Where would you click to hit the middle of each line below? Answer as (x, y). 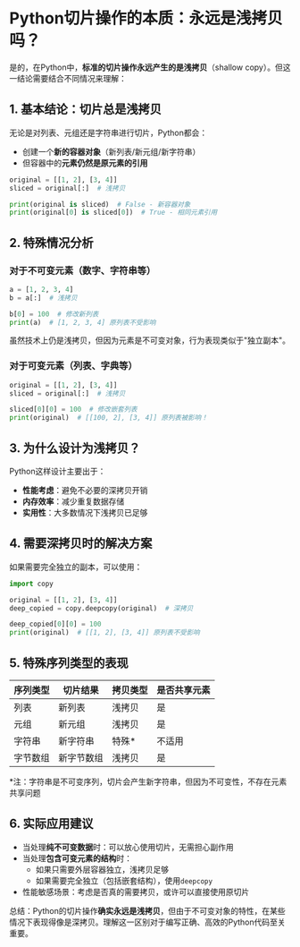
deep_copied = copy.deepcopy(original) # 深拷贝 (101, 608)
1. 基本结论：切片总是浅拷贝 (86, 110)
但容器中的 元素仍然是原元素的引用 (85, 163)
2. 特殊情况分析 (51, 243)
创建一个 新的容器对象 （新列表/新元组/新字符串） (111, 151)
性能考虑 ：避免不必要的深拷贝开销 (85, 491)
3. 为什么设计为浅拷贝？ (75, 448)
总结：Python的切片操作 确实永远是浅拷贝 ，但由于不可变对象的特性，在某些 (147, 910)
